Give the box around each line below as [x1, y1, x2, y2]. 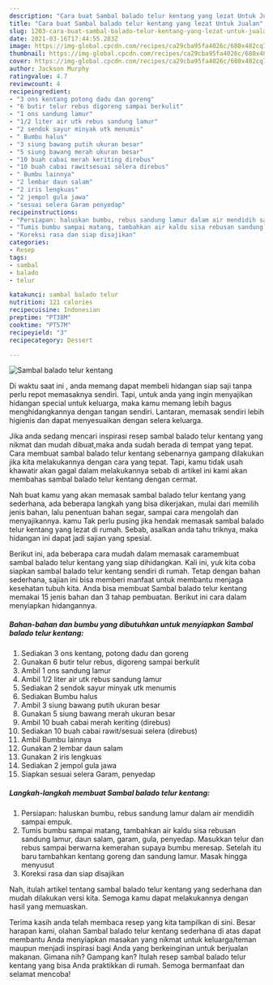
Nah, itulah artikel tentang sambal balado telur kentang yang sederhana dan [9, 884, 262, 894]
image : [9, 42, 32, 50]
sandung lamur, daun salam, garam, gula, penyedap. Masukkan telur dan [20, 834, 264, 845]
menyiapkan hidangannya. [9, 601, 97, 611]
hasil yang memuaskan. [9, 902, 88, 912]
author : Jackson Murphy [9, 65, 90, 73]
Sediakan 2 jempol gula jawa [20, 761, 117, 771]
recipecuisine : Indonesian [9, 306, 100, 314]
